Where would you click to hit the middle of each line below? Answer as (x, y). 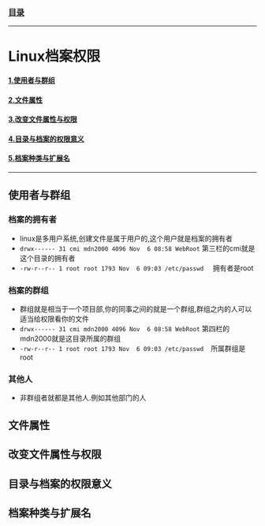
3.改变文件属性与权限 (43, 119)
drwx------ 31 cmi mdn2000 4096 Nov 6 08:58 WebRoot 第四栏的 (125, 329)
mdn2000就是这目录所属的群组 (70, 339)
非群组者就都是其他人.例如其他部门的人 (83, 398)
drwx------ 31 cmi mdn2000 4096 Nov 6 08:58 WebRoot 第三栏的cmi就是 (137, 248)
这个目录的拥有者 (47, 258)
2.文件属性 (26, 99)
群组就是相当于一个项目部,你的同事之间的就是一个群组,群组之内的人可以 (136, 309)
